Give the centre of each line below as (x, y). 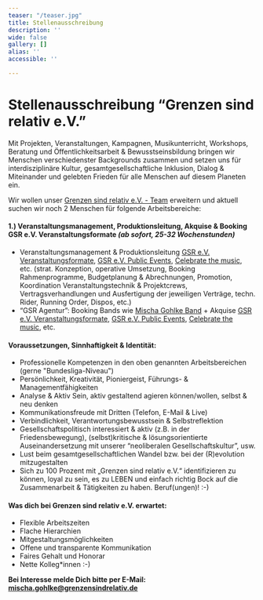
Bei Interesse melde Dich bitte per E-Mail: (77, 580)
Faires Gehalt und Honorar (62, 556)
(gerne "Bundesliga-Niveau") (66, 371)
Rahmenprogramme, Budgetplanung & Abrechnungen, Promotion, (126, 277)
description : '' (35, 30)
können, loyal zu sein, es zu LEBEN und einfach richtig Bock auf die (129, 479)
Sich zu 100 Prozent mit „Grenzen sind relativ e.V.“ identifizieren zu (128, 471)
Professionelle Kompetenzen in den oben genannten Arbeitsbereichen (133, 362)
